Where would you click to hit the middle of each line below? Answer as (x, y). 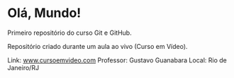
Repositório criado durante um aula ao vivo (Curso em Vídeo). (97, 46)
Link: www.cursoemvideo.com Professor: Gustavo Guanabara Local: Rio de (117, 60)
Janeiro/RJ (23, 67)
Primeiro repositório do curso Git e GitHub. (70, 33)
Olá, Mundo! (44, 13)
